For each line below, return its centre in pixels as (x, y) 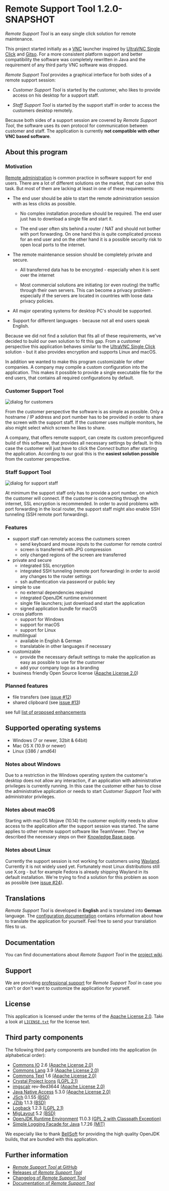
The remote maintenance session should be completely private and (82, 254)
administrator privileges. (30, 797)
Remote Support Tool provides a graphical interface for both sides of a (78, 74)
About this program (36, 152)
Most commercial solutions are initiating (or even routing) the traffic (90, 285)
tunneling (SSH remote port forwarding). (47, 514)
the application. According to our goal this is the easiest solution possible (82, 454)
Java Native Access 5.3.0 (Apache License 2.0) (62, 1092)
